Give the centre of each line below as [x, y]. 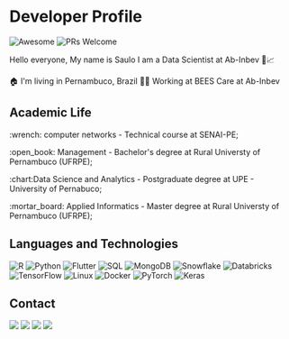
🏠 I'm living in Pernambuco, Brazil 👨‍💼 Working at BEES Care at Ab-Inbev [145, 81]
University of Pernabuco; [56, 188]
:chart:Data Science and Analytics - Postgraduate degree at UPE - [132, 179]
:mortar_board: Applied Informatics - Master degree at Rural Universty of [144, 206]
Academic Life [50, 113]
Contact [32, 303]
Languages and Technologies [94, 244]
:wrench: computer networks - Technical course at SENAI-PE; [124, 134]
